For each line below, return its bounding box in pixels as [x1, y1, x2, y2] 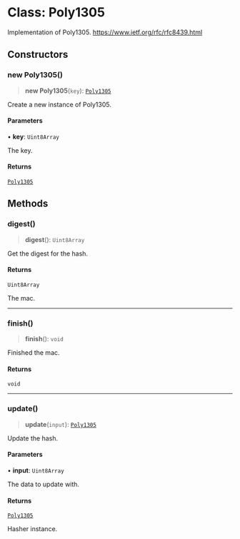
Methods [7, 198, 49, 210]
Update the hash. [7, 433, 59, 443]
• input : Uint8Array [7, 465, 64, 475]
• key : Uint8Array [7, 132, 59, 141]
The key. [7, 146, 33, 154]
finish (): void [24, 335, 64, 343]
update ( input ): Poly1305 [24, 420, 96, 428]
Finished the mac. [7, 348, 60, 357]
